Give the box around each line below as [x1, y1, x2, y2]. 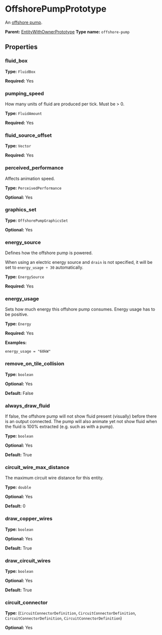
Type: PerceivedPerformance [5, 185, 62, 191]
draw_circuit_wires [5, 557, 51, 564]
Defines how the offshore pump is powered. [5, 250, 93, 256]
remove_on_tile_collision [5, 360, 65, 367]
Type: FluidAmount [5, 110, 42, 116]
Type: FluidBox [5, 68, 35, 74]
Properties [5, 43, 38, 51]
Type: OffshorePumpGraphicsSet [5, 217, 68, 223]
